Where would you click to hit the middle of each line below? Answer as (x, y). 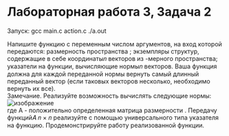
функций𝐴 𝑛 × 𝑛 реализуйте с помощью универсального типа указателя (113, 118)
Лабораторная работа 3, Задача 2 (109, 12)
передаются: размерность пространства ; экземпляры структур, (103, 51)
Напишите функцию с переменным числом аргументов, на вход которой (115, 44)
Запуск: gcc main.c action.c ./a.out (57, 31)
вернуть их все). (32, 88)
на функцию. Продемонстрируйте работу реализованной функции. (106, 125)
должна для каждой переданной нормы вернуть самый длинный (103, 74)
